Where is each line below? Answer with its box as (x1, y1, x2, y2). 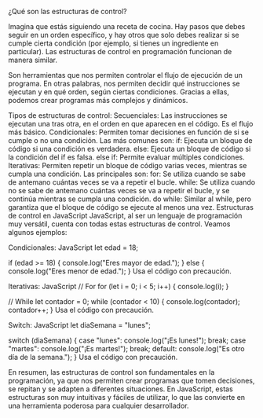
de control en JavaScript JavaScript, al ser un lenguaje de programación (8, 211, 243, 220)
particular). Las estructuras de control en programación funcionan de (8, 47, 232, 56)
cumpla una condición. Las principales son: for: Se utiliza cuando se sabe (8, 169, 246, 178)
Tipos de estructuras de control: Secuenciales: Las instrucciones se (8, 111, 228, 120)
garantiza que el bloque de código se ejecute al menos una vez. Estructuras (8, 203, 254, 211)
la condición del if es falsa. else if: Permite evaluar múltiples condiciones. (8, 152, 245, 162)
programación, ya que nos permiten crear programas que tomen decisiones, (8, 376, 255, 385)
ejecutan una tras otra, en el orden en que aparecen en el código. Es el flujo (8, 119, 254, 128)
